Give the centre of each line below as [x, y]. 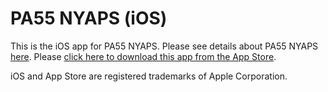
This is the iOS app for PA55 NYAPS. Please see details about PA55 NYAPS [164, 46]
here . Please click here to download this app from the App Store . [143, 56]
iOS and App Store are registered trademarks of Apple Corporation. [149, 76]
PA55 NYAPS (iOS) [89, 18]
